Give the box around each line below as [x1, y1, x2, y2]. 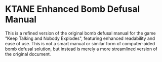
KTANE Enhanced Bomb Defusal [5, 3, 140, 15]
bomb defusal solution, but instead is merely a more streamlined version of [5, 46, 158, 52]
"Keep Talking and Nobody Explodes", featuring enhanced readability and [5, 35, 155, 41]
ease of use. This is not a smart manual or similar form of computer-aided [5, 40, 155, 46]
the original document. [5, 51, 51, 57]
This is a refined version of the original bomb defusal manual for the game [5, 30, 156, 36]
